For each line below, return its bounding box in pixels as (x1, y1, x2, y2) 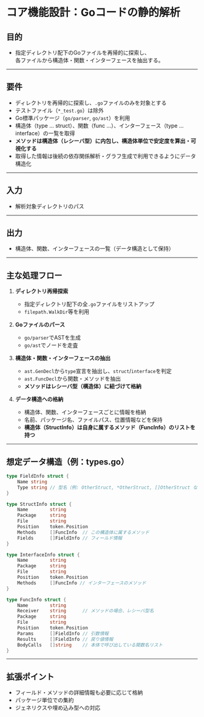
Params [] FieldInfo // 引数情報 (17, 631, 109, 637)
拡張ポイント (6, 671, 55, 682)
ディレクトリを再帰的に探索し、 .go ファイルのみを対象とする (15, 99, 167, 107)
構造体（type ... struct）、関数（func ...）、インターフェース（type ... (15, 122, 184, 129)
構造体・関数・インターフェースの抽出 (15, 354, 111, 362)
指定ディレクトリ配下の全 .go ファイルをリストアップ (24, 301, 155, 308)
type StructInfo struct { (6, 501, 72, 507)
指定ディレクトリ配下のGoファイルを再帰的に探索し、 (15, 49, 150, 56)
